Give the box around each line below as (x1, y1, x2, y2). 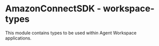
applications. (5, 35, 31, 41)
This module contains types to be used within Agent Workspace (5, 30, 137, 36)
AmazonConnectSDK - (5, 3, 101, 14)
